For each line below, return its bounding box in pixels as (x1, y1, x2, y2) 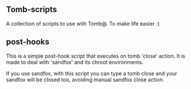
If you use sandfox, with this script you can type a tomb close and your (6, 70, 178, 77)
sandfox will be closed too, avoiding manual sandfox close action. (6, 76, 165, 83)
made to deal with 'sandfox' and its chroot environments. (6, 58, 144, 66)
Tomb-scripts (6, 5, 57, 15)
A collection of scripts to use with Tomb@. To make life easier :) (6, 20, 160, 27)
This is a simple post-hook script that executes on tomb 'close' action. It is (6, 52, 186, 59)
